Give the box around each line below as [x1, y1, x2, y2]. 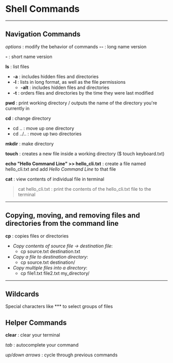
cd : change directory [5, 115, 51, 121]
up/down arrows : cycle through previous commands [5, 352, 118, 358]
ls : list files [5, 63, 29, 69]
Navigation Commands [5, 30, 81, 39]
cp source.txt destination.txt [20, 248, 81, 255]
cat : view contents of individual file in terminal [5, 176, 105, 182]
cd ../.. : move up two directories [12, 131, 82, 137]
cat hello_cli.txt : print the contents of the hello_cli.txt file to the [18, 186, 151, 192]
